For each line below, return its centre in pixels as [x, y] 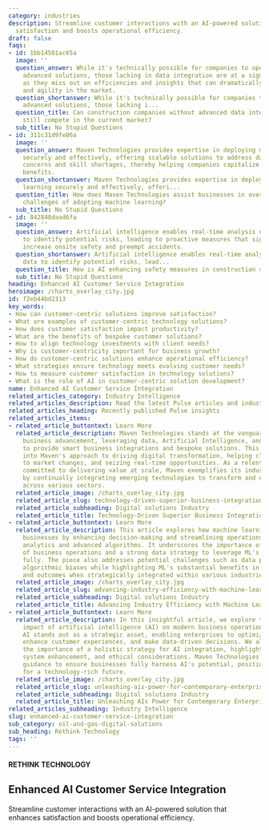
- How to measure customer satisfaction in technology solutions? [121, 374]
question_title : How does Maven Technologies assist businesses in [130, 194]
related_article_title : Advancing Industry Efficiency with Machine [132, 605]
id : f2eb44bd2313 [37, 299]
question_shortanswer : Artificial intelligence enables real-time [128, 254]
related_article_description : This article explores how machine [127, 530]
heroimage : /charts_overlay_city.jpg [71, 292]
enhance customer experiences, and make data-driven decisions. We [137, 642]
